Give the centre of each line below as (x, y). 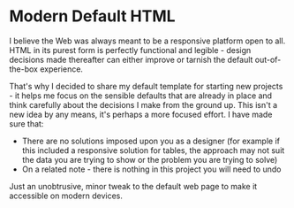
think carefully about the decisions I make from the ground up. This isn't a (143, 104)
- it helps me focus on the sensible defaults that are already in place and (140, 96)
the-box (23, 69)
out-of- (268, 59)
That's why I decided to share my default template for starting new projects (146, 86)
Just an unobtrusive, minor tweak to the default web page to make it (133, 186)
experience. (61, 69)
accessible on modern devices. (66, 196)
